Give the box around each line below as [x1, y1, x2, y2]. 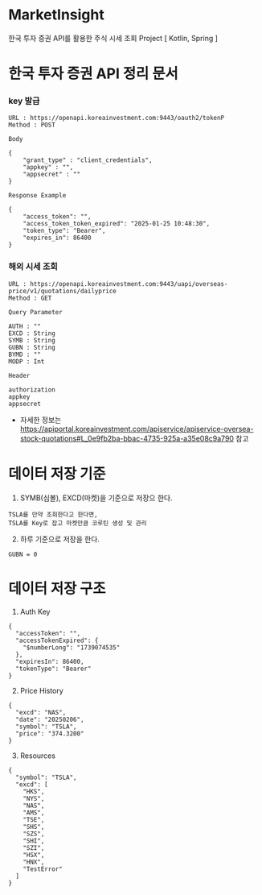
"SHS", [23, 822, 45, 831]
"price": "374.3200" [15, 729, 84, 738]
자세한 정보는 [19, 415, 62, 425]
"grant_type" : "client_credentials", [23, 156, 153, 164]
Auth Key [19, 607, 51, 616]
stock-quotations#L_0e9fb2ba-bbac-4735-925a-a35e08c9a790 [19, 433, 235, 443]
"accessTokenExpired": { [15, 636, 99, 644]
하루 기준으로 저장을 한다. [19, 534, 100, 544]
